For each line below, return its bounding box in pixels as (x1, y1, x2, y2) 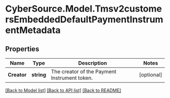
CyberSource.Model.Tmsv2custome (5, 3, 162, 15)
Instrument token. (51, 74, 93, 81)
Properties (5, 44, 39, 53)
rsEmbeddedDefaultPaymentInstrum (5, 14, 163, 25)
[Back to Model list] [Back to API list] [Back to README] (5, 87, 121, 93)
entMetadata (5, 25, 61, 36)
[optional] (139, 71, 162, 78)
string (31, 71, 47, 78)
